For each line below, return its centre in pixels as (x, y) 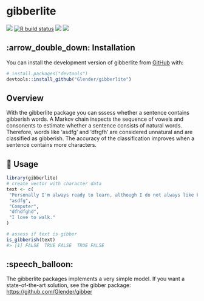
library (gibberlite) (32, 178)
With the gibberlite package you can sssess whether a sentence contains (98, 113)
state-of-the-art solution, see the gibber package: (69, 285)
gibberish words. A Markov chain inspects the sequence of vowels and (95, 119)
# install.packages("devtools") (47, 73)
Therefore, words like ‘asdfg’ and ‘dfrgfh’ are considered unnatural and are (100, 132)
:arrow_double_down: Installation (71, 48)
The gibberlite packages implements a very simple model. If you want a (96, 279)
